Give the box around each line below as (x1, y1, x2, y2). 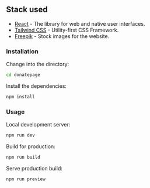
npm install (6, 94, 35, 100)
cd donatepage (6, 72, 41, 78)
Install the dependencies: (6, 82, 67, 90)
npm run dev (6, 132, 35, 138)
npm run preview (6, 176, 46, 182)
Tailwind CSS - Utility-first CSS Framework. (14, 26, 119, 33)
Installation (6, 47, 39, 55)
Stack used (6, 5, 48, 15)
